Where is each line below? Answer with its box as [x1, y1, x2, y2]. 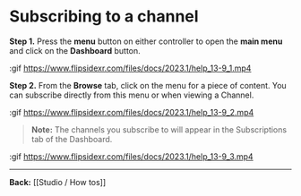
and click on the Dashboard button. [9, 45, 141, 55]
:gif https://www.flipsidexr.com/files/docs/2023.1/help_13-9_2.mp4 [9, 107, 254, 117]
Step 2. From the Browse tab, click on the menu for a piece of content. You [9, 80, 287, 90]
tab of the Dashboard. [30, 133, 113, 144]
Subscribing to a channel [9, 6, 199, 27]
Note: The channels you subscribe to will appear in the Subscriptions [30, 124, 288, 135]
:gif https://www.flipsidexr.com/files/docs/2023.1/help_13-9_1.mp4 [9, 63, 252, 73]
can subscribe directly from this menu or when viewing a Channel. [9, 89, 254, 100]
